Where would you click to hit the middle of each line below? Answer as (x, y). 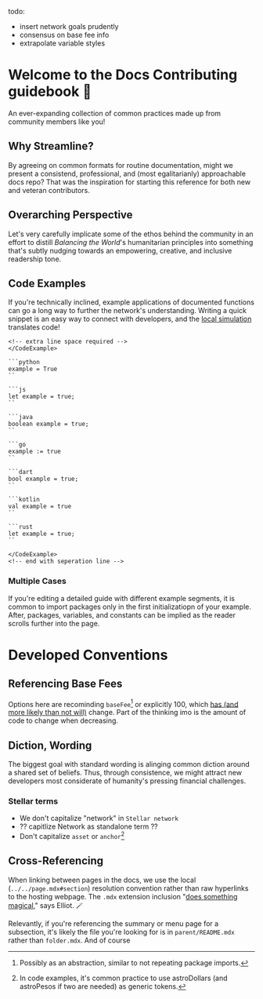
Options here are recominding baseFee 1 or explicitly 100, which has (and (123, 703)
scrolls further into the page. (54, 623)
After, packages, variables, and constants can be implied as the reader (122, 614)
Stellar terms (33, 801)
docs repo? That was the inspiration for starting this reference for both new (130, 182)
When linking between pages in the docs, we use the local (102, 880)
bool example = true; (43, 479)
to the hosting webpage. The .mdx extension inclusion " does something (123, 896)
